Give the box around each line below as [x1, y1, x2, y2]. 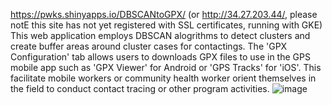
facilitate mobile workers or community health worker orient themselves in [10, 72, 317, 84]
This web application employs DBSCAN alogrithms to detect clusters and [10, 30, 311, 41]
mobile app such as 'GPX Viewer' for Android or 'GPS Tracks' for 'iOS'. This [10, 62, 322, 73]
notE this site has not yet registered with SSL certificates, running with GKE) [10, 19, 323, 31]
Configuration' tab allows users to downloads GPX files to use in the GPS [10, 51, 311, 63]
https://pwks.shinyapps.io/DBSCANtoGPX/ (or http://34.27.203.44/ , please [10, 9, 318, 20]
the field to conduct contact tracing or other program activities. [10, 83, 270, 94]
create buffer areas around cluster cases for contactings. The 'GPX [10, 40, 288, 52]
